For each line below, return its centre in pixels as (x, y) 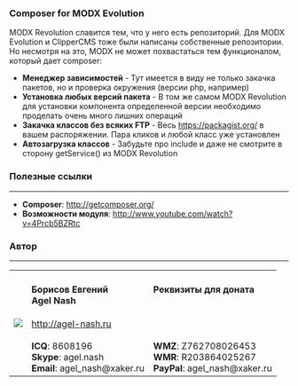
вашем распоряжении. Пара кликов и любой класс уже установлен (151, 135)
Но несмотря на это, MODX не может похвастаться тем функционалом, (145, 51)
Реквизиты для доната (204, 289)
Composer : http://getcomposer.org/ (88, 204)
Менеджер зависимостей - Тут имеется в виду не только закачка (149, 78)
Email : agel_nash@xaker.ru (88, 368)
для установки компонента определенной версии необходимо (141, 106)
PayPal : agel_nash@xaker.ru (212, 368)
